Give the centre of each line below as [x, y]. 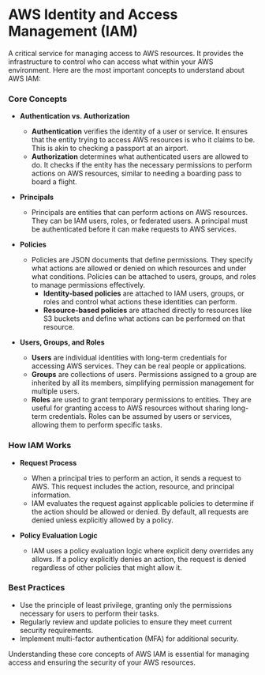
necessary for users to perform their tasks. [89, 613]
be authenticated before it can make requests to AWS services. [134, 229]
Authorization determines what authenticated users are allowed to [140, 156]
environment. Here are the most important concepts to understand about [126, 70]
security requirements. [56, 630]
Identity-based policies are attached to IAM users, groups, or [144, 293]
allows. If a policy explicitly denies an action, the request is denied [139, 559]
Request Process [48, 462]
